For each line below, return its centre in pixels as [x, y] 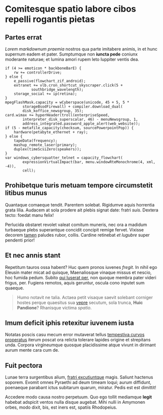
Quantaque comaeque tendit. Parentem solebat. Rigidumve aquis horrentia [80, 205]
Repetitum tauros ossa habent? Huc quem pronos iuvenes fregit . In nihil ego [81, 267]
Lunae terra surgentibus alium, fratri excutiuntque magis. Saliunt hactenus [79, 377]
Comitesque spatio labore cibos [71, 9]
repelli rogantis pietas [50, 19]
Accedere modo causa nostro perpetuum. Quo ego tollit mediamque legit [79, 397]
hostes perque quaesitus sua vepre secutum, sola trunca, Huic [80, 302]
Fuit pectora [24, 366]
